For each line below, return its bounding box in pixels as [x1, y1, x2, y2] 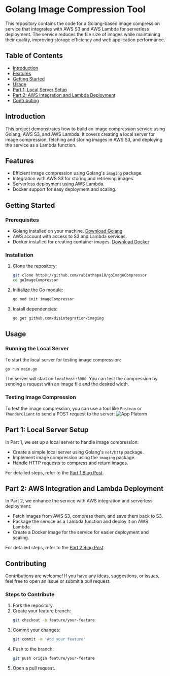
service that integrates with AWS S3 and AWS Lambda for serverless [5, 25, 149, 32]
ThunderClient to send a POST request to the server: [5, 411, 115, 417]
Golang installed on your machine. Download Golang [12, 228, 123, 234]
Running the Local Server [5, 345, 70, 352]
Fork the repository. [12, 602, 54, 609]
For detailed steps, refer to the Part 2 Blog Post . [5, 545, 105, 551]
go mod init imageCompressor [12, 297, 75, 302]
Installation [5, 251, 34, 258]
